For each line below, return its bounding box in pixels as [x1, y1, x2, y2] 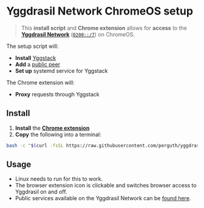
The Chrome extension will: [6, 79, 75, 86]
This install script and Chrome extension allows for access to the [21, 24, 187, 32]
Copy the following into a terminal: [15, 130, 101, 138]
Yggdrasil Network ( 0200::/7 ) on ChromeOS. [21, 30, 135, 38]
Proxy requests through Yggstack [15, 90, 100, 98]
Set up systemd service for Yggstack [15, 67, 108, 74]
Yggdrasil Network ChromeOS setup [6, 4, 193, 18]
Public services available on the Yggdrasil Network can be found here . [15, 195, 191, 202]
